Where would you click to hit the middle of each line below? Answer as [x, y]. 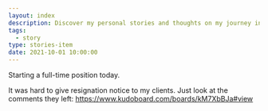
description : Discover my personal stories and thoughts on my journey [130, 23]
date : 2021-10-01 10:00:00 [53, 52]
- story [28, 38]
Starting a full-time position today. [64, 75]
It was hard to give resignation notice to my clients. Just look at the [118, 90]
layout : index [32, 15]
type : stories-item [41, 45]
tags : [17, 30]
